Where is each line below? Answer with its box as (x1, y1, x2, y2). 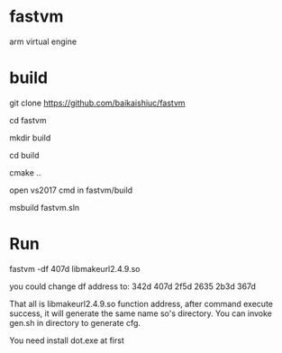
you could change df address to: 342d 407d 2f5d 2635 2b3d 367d (9, 281, 257, 292)
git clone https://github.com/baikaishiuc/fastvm (9, 97, 186, 108)
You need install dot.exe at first (9, 335, 124, 346)
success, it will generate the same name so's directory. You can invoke (9, 308, 273, 319)
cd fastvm (9, 114, 47, 125)
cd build (9, 149, 40, 160)
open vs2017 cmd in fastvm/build (9, 185, 133, 195)
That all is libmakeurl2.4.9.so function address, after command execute (9, 298, 273, 309)
